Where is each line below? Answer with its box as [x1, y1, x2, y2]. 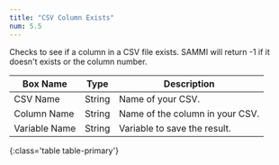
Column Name [13, 107, 75, 120]
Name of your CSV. [118, 92, 201, 105]
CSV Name [13, 92, 60, 105]
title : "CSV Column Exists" [9, 13, 115, 23]
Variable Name [13, 122, 76, 134]
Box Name [22, 78, 67, 90]
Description [163, 78, 215, 90]
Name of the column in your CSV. [118, 107, 260, 120]
